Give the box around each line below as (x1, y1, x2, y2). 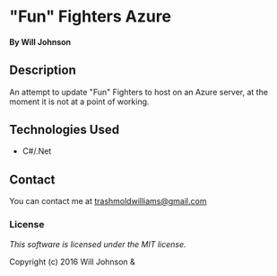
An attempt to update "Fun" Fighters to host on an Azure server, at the (9, 86, 269, 97)
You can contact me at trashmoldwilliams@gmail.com (9, 196, 207, 207)
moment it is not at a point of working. (9, 96, 150, 107)
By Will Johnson (9, 36, 72, 47)
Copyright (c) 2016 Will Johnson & (9, 256, 136, 267)
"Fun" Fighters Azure (9, 6, 172, 27)
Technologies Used (9, 121, 119, 137)
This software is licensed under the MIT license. (9, 238, 186, 249)
